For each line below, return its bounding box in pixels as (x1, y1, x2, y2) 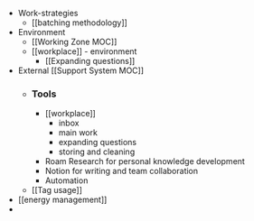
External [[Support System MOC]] (17, 65, 145, 76)
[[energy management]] (17, 194, 108, 206)
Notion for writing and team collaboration (44, 166, 199, 177)
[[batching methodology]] (31, 17, 128, 28)
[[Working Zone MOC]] (31, 36, 118, 47)
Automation (44, 175, 89, 186)
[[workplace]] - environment (31, 46, 137, 57)
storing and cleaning (58, 146, 136, 157)
